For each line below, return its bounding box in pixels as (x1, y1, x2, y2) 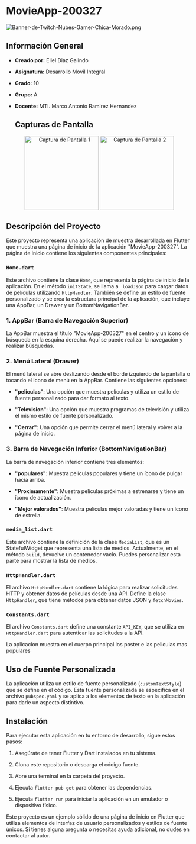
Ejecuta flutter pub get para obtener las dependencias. (14, 784, 153, 791)
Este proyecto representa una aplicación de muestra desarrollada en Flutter (6, 237, 190, 244)
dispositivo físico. (14, 802, 58, 809)
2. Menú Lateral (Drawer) (6, 357, 80, 365)
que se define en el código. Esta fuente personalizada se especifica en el (6, 687, 185, 694)
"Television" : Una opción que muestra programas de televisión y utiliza (14, 406, 190, 413)
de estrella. (14, 511, 43, 518)
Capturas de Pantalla (14, 120, 93, 130)
